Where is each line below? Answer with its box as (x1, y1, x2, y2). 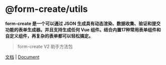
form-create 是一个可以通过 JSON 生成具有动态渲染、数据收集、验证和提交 (5, 20, 161, 26)
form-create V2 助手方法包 (17, 43, 73, 49)
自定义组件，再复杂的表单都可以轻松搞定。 (5, 33, 93, 39)
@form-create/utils (5, 3, 88, 15)
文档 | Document (5, 54, 40, 60)
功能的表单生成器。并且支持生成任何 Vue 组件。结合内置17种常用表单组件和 (5, 26, 161, 33)
